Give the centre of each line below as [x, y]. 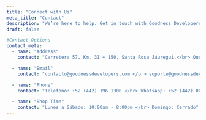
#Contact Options [29, 40]
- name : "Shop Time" [38, 102]
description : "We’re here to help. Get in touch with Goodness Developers [104, 23]
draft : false [23, 29]
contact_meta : [25, 46]
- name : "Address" [36, 52]
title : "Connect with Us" [39, 12]
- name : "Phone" [32, 85]
